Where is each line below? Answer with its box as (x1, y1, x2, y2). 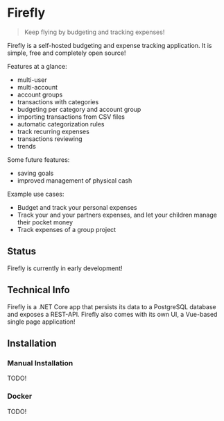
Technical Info (7, 284, 71, 296)
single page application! (7, 317, 76, 326)
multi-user (17, 75, 47, 84)
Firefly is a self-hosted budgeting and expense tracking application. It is (7, 41, 212, 49)
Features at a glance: (7, 62, 67, 70)
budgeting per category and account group (17, 105, 141, 113)
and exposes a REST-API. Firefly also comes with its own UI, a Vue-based (7, 310, 218, 318)
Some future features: (7, 155, 70, 164)
